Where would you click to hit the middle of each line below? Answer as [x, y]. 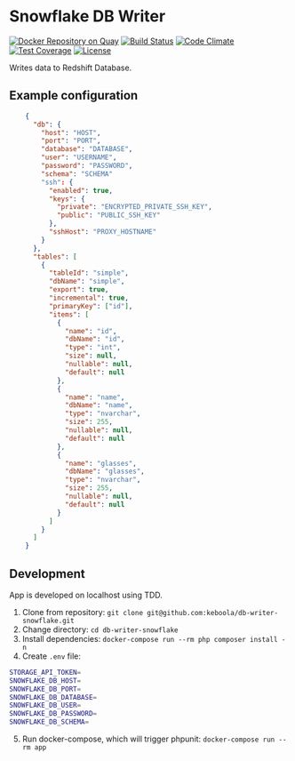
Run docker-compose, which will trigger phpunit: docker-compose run [148, 739]
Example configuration [74, 96]
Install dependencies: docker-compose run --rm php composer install [150, 638]
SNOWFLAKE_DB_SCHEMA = [49, 722]
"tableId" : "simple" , [88, 273]
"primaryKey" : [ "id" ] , [91, 306]
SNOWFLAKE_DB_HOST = [45, 681]
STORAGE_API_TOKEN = [45, 672]
